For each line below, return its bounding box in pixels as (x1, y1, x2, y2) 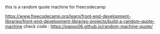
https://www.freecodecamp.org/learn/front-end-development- (5, 13, 131, 19)
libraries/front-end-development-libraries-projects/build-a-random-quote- (5, 19, 155, 24)
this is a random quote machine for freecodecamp (5, 4, 106, 10)
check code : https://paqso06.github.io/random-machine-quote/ (23, 23, 153, 29)
